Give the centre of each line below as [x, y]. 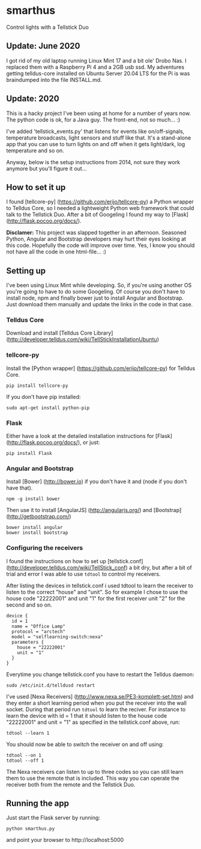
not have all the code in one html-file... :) [56, 252]
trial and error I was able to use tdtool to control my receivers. [83, 574]
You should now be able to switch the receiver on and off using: [85, 744]
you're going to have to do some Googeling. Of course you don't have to [96, 292]
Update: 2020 [33, 99]
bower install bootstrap [37, 533]
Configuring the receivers [45, 548]
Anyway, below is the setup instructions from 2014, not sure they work [93, 162]
